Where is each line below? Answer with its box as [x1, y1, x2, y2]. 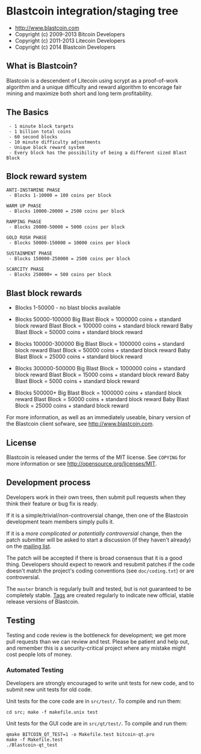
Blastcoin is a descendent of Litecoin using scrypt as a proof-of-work [6, 77, 179, 84]
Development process [6, 478, 91, 488]
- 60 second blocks [8, 134, 58, 140]
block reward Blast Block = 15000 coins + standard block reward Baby [14, 371, 190, 378]
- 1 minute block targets [8, 123, 74, 129]
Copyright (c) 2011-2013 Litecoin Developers [14, 37, 125, 44]
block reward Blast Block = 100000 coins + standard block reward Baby [14, 322, 193, 329]
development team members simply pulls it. [6, 518, 114, 525]
